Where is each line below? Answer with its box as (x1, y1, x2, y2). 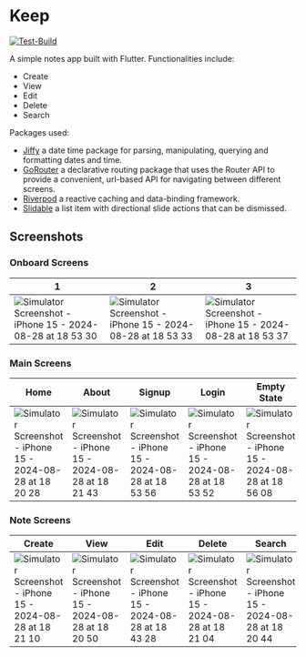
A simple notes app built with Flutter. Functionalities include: (9, 53, 235, 64)
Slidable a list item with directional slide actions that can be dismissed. (22, 202, 287, 214)
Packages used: (9, 126, 70, 137)
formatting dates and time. (22, 154, 123, 165)
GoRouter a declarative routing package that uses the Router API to (22, 164, 275, 175)
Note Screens (9, 513, 71, 526)
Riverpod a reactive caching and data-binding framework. (22, 193, 240, 204)
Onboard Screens (9, 257, 89, 269)
